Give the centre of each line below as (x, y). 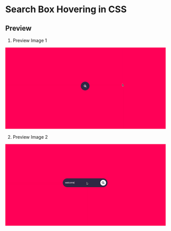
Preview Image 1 (30, 40)
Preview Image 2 (30, 137)
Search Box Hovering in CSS (66, 9)
